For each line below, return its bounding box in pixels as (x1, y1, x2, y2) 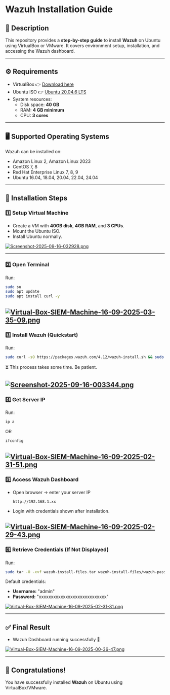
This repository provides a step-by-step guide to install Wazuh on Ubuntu (5, 37, 161, 43)
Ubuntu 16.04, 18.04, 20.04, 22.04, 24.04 (12, 174, 98, 181)
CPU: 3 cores (20, 112, 49, 118)
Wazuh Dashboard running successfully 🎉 (12, 637, 100, 643)
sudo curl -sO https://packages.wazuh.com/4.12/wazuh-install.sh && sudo (5, 354, 164, 360)
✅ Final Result (5, 623, 51, 632)
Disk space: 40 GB (20, 101, 60, 108)
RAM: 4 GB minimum (20, 107, 65, 113)
